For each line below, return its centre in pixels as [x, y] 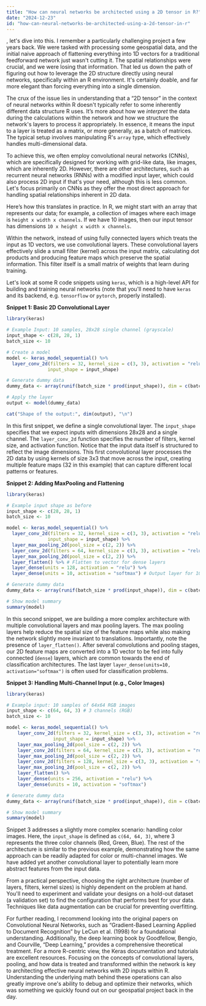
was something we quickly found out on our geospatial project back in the [100, 990]
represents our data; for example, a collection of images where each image [101, 213]
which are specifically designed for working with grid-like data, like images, [102, 162]
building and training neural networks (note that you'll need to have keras [99, 289]
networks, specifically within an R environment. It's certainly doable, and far [102, 80]
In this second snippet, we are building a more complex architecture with [98, 619]
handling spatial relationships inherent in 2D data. [69, 195]
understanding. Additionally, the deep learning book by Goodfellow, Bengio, [102, 938]
